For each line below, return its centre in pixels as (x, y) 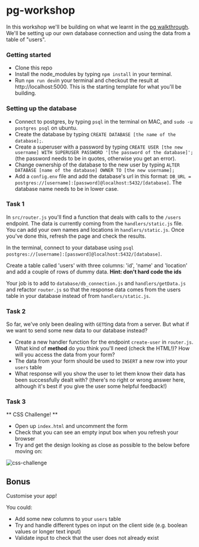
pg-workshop (41, 10)
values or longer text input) (48, 532)
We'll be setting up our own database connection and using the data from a (98, 33)
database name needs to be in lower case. (67, 188)
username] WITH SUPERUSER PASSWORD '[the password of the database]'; (104, 152)
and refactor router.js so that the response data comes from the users (94, 290)
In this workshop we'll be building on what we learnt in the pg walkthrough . (98, 27)
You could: (19, 507)
